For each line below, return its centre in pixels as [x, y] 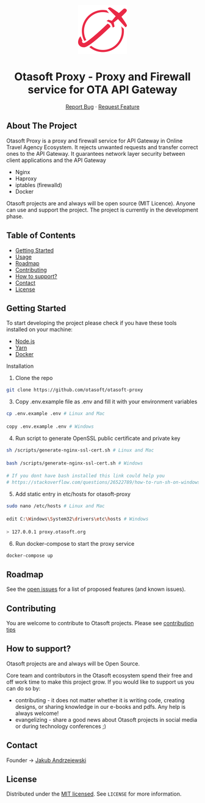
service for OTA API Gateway [103, 90]
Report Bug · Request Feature [103, 106]
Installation [20, 366]
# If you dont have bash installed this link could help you [86, 476]
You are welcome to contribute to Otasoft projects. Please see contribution [100, 623]
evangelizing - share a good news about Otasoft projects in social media [106, 719]
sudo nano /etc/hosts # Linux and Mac [56, 506]
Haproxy [26, 178]
